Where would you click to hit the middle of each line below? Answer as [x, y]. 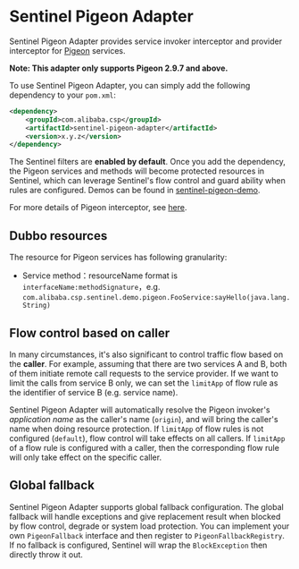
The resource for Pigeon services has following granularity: [118, 258]
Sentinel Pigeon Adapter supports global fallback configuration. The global [146, 506]
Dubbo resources [58, 236]
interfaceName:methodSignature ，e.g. [91, 287]
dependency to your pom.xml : [62, 95]
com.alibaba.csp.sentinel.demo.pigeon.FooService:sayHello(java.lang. [156, 298]
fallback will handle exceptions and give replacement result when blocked [145, 516]
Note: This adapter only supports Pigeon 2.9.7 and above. [119, 68]
